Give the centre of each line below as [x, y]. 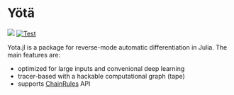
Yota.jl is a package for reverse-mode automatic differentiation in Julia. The [117, 47]
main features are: [34, 55]
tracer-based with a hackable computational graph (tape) [101, 76]
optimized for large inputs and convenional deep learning [101, 68]
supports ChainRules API [54, 84]
